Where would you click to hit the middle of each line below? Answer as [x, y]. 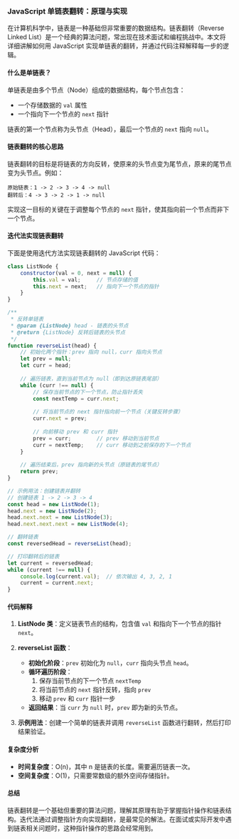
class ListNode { [33, 266]
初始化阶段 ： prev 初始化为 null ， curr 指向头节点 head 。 [110, 663]
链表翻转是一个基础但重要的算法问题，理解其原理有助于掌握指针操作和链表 [116, 810]
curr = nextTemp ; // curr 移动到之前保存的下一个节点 [112, 445]
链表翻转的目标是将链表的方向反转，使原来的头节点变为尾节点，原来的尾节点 [119, 164]
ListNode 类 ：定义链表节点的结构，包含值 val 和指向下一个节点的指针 [119, 624]
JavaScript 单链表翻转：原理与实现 [68, 11]
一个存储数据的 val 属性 [52, 105]
